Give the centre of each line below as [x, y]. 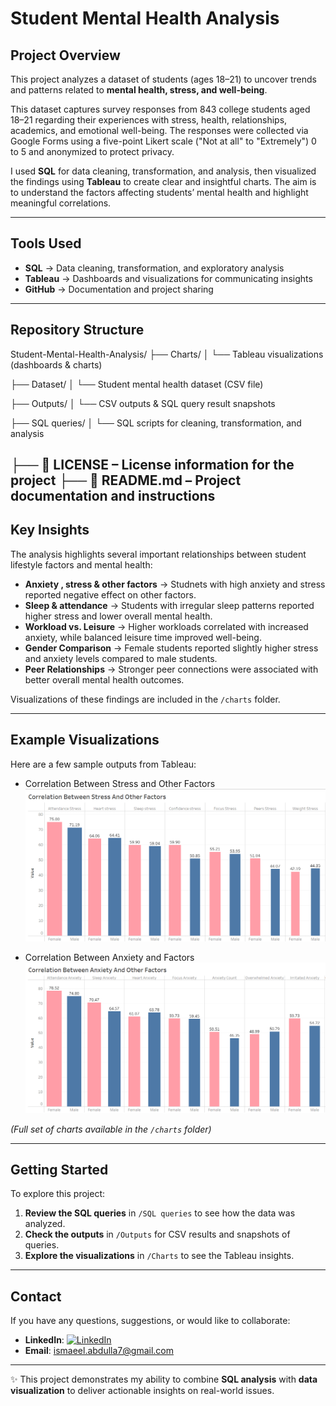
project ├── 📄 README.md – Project [126, 480]
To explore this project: [58, 1194]
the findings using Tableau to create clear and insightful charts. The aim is [163, 181]
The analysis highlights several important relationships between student [158, 554]
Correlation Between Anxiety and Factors [109, 957]
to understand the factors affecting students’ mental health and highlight [159, 192]
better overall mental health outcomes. [104, 679]
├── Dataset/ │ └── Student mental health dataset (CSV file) [137, 384]
